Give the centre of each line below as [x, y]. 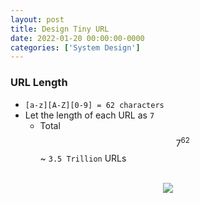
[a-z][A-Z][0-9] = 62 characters [94, 105]
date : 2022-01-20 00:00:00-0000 [77, 38]
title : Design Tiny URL [60, 29]
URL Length [39, 83]
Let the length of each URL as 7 [89, 115]
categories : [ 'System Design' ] [75, 47]
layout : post [37, 19]
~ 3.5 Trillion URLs [83, 158]
